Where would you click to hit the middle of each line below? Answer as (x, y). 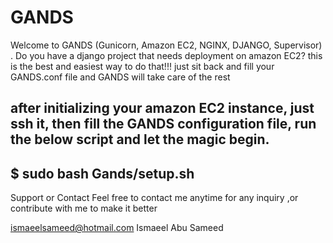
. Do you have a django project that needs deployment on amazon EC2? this (166, 55)
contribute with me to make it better (84, 208)
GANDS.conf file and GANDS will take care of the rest (120, 77)
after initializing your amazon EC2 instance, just (162, 108)
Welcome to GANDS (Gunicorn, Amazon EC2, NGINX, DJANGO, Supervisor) (166, 45)
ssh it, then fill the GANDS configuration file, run (163, 124)
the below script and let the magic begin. (140, 139)
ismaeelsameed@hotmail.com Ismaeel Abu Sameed (117, 228)
